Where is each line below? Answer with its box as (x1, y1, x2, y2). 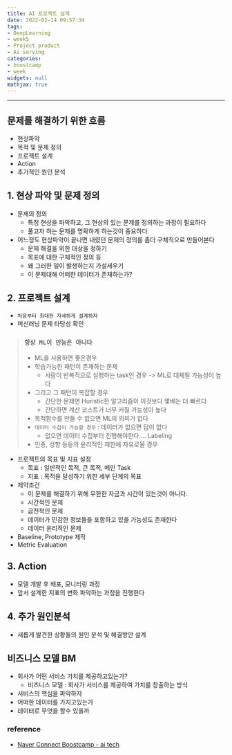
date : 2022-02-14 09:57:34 (7, 17, 85, 24)
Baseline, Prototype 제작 (17, 532, 86, 540)
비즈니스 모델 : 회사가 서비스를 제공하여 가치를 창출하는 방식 (27, 681, 188, 689)
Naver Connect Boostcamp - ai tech (17, 740, 119, 748)
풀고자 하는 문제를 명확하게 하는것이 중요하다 (27, 226, 148, 235)
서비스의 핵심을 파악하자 (17, 689, 83, 698)
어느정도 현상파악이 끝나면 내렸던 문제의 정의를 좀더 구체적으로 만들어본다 (17, 235, 215, 244)
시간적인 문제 (27, 498, 64, 506)
